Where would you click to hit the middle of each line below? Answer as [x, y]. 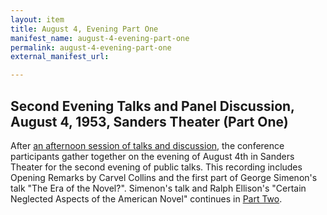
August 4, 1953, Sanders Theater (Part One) [149, 121]
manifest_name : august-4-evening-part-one [100, 38]
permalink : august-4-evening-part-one [91, 47]
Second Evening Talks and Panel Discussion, [152, 106]
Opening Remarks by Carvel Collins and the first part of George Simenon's [164, 177]
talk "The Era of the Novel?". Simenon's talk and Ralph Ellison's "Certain [158, 188]
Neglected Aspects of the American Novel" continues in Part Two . [146, 198]
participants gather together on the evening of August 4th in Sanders [152, 156]
